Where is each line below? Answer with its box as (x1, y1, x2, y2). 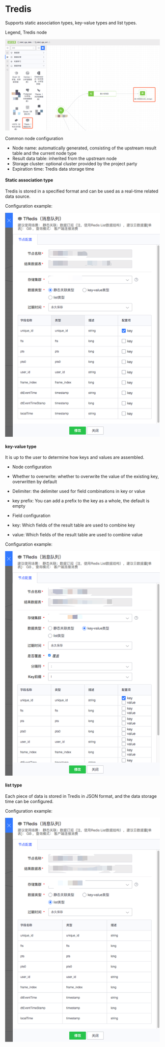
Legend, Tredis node (5, 29, 47, 35)
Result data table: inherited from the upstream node (12, 155, 117, 161)
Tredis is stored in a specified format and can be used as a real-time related (5, 188, 159, 194)
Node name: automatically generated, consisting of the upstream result (12, 145, 157, 151)
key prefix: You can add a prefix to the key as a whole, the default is (12, 498, 150, 504)
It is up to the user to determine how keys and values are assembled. (5, 454, 144, 460)
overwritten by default (12, 479, 57, 485)
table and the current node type (12, 150, 77, 156)
